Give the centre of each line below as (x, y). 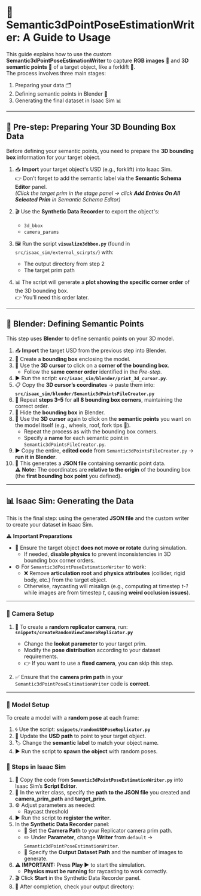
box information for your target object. (54, 157)
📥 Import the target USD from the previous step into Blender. (91, 350)
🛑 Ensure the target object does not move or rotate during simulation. (101, 548)
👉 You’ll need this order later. (52, 297)
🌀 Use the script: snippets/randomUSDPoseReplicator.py (83, 729)
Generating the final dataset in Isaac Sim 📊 (68, 100)
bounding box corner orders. (59, 561)
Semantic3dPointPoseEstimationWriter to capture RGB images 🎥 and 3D (98, 60)
